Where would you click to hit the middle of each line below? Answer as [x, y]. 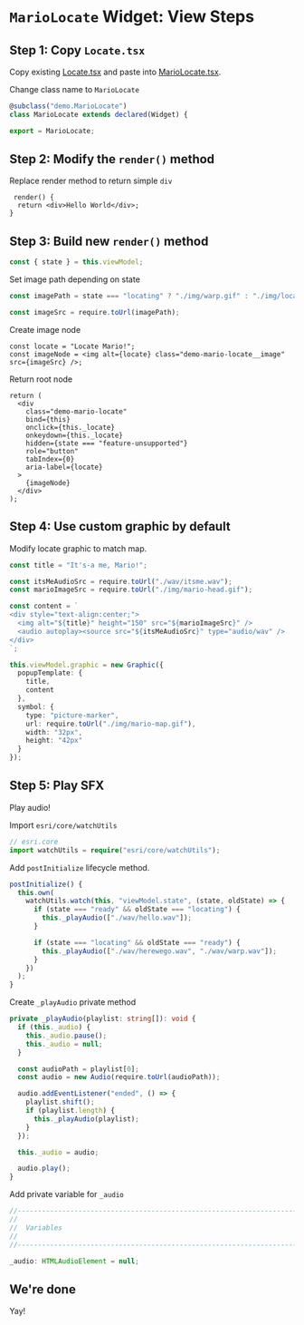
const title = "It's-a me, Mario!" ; [78, 565]
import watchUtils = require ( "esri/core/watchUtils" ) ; [115, 850]
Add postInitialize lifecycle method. [80, 867]
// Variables [36, 1228]
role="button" [52, 451]
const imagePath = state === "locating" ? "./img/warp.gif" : [129, 297]
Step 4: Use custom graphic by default [120, 526]
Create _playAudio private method [73, 1002]
